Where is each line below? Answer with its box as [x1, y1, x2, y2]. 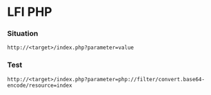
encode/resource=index [7, 82, 72, 89]
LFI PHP [7, 4, 52, 20]
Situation [7, 29, 39, 39]
